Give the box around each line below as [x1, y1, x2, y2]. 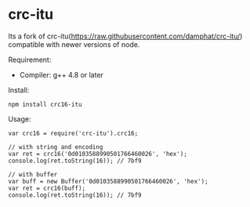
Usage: [8, 114, 31, 123]
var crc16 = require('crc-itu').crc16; [8, 129, 139, 137]
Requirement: [8, 55, 52, 64]
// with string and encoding [8, 143, 103, 151]
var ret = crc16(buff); [8, 184, 86, 192]
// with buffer [8, 170, 58, 178]
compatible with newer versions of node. [8, 39, 140, 49]
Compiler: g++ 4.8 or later [19, 70, 104, 79]
